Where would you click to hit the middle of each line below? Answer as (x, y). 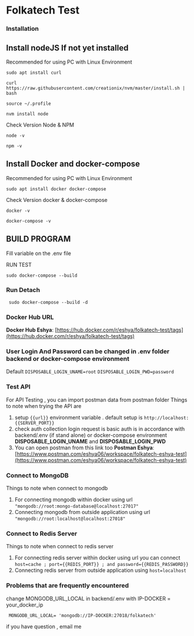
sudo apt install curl (34, 72)
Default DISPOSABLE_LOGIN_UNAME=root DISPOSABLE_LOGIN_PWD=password (90, 372)
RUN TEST (19, 264)
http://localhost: (166, 418)
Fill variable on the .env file (39, 253)
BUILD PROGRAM (39, 239)
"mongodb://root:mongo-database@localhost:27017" (77, 506)
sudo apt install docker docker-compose (56, 189)
